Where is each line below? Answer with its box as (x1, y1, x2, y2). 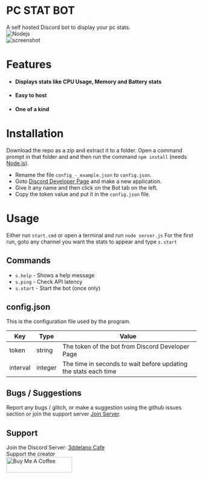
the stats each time (62, 367, 117, 376)
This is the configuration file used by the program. (6, 318, 131, 325)
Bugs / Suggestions (6, 388, 82, 398)
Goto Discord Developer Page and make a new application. (14, 178, 162, 185)
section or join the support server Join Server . (6, 410, 121, 417)
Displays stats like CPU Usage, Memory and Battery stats (14, 78, 162, 85)
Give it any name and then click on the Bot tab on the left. (14, 184, 158, 191)
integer (36, 364, 57, 372)
